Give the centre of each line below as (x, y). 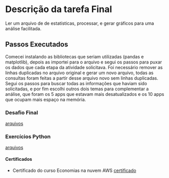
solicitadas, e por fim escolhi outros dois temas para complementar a (77, 89)
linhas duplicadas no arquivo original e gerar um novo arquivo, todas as (79, 73)
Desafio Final (22, 112)
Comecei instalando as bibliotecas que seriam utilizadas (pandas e (74, 56)
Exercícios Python (28, 136)
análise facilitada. (23, 28)
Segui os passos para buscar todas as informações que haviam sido (76, 83)
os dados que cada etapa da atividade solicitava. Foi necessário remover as (84, 67)
